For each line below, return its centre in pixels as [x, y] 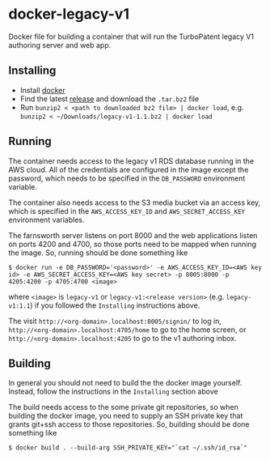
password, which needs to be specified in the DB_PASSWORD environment [127, 178]
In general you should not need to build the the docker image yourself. [125, 383]
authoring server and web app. [60, 45]
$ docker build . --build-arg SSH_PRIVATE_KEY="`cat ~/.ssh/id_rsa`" [128, 448]
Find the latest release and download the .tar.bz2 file [110, 99]
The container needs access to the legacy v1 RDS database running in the [131, 161]
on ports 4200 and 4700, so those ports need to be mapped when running [133, 244]
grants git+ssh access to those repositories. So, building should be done [129, 424]
